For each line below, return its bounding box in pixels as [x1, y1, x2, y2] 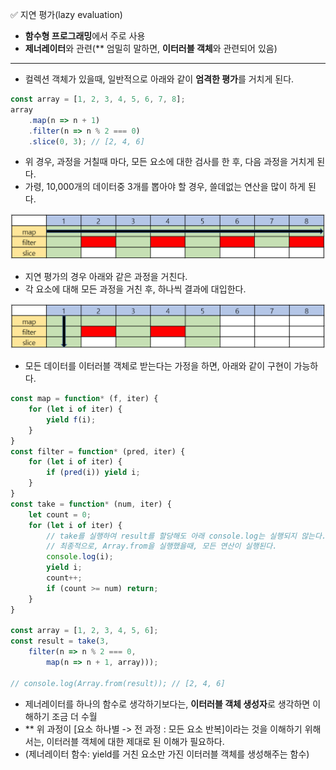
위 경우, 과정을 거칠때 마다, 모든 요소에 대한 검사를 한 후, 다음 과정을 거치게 [24, 156, 315, 168]
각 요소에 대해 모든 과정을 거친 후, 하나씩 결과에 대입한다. [24, 283, 247, 295]
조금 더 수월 [51, 710, 98, 722]
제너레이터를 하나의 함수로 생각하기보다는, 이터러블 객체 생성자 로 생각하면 [24, 698, 311, 710]
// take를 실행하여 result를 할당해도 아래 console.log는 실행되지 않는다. [46, 531, 327, 541]
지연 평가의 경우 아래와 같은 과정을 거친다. [24, 270, 188, 282]
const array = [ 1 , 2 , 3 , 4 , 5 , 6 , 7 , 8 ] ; [10, 94, 186, 104]
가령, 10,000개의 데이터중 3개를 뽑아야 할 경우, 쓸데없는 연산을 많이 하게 [24, 181, 306, 193]
